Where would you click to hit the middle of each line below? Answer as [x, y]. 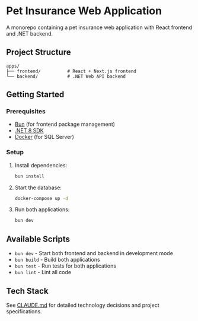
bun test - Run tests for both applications [66, 266]
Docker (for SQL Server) [44, 137]
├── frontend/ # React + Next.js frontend [71, 71]
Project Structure [39, 53]
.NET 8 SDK [29, 131]
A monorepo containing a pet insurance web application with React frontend [99, 27]
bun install [29, 176]
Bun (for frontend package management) [65, 124]
